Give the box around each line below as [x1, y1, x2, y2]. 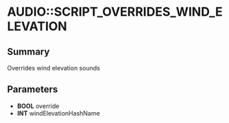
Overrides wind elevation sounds [7, 64, 101, 72]
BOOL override [16, 102, 60, 110]
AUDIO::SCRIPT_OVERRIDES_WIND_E [7, 4, 223, 20]
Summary [7, 46, 50, 57]
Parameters [7, 83, 58, 96]
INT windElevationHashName [16, 109, 101, 117]
